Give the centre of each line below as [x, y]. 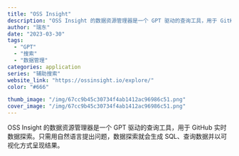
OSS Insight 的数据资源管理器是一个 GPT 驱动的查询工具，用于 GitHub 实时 [117, 128]
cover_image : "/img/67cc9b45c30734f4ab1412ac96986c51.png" [97, 106]
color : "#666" [28, 87]
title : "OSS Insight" [39, 14]
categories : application [44, 67]
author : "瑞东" [29, 27]
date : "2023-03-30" [36, 34]
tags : [15, 41]
